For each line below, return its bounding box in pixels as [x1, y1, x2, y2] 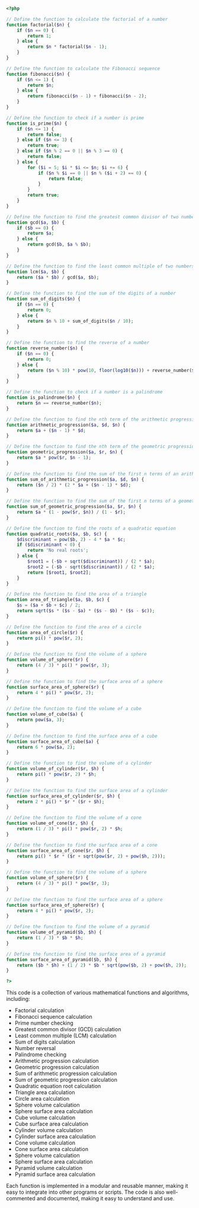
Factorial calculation [14, 1007, 64, 1014]
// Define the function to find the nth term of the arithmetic [6, 416, 168, 422]
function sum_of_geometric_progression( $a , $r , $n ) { [6, 504, 142, 510]
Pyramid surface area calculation [14, 1171, 96, 1178]
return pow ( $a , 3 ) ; [17, 717, 65, 723]
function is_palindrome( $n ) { [6, 395, 81, 400]
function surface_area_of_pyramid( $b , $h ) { [6, 956, 118, 962]
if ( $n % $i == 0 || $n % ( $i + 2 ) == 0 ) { [37, 170, 147, 176]
